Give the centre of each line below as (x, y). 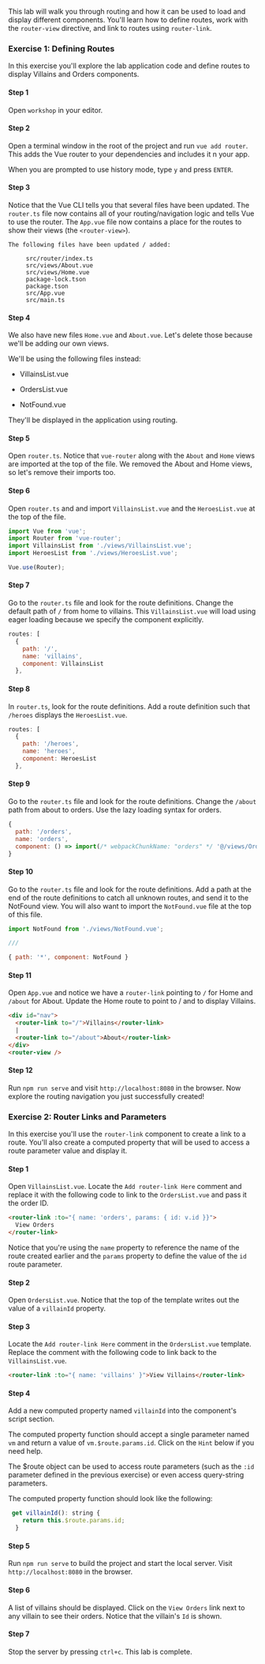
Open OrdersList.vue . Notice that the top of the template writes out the (124, 1300)
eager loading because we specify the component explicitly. (106, 620)
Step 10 (21, 871)
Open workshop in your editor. (56, 110)
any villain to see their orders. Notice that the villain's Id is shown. (115, 1616)
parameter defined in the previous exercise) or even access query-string (126, 1475)
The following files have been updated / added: (90, 244)
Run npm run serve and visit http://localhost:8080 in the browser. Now (125, 1088)
